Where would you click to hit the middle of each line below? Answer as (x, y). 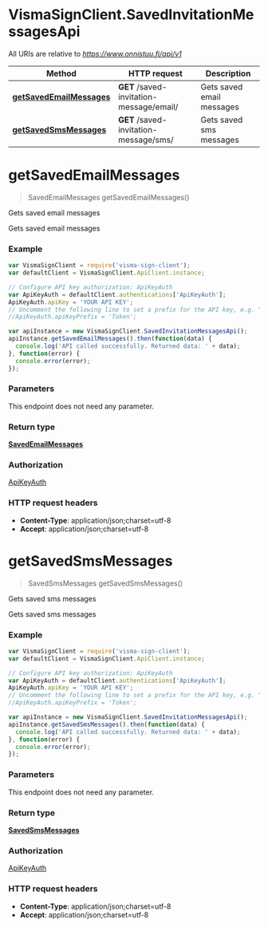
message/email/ (148, 107)
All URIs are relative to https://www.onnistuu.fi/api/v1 (95, 53)
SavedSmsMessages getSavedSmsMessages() (105, 583)
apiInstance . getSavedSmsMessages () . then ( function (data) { (106, 724)
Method (62, 73)
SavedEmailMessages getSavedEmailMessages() (108, 197)
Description (228, 73)
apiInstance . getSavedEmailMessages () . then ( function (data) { (110, 339)
